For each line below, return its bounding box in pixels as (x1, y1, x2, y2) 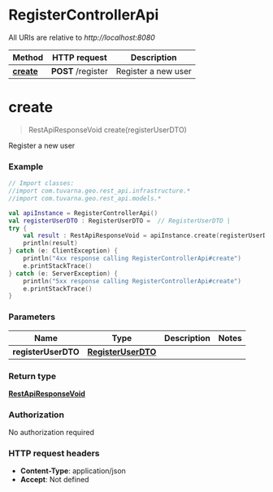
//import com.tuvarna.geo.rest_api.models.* (8, 194, 162, 202)
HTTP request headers (8, 448, 100, 460)
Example (8, 161, 44, 172)
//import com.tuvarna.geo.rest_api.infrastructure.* (8, 187, 191, 196)
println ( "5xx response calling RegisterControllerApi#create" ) (23, 277, 242, 285)
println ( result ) (23, 240, 79, 248)
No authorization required (8, 428, 95, 438)
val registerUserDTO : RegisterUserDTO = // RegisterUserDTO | (8, 217, 231, 225)
